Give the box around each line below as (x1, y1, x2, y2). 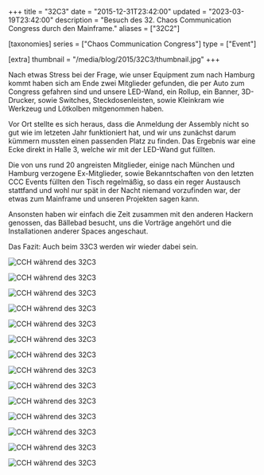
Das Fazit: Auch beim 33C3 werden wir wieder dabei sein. (8, 242, 199, 251)
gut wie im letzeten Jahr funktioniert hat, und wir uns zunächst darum (8, 128, 236, 137)
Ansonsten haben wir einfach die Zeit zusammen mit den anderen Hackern (8, 210, 254, 218)
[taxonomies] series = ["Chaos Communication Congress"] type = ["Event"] (8, 39, 257, 49)
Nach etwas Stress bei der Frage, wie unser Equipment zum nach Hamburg (8, 70, 255, 79)
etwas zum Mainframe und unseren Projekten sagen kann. (8, 194, 200, 203)
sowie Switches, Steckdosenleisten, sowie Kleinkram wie (37, 96, 225, 104)
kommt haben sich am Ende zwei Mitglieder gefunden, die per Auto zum (8, 79, 245, 88)
